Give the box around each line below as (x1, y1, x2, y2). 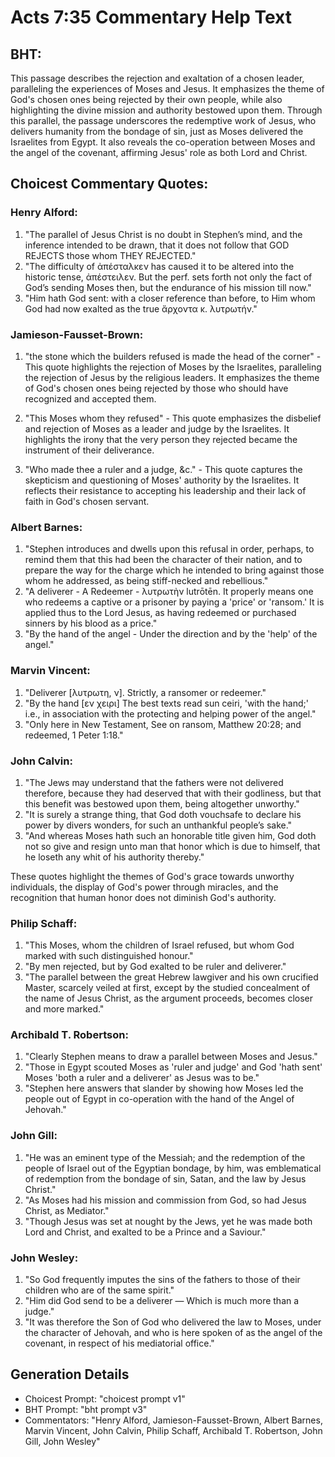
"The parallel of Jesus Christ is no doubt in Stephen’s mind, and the (24, 228, 303, 240)
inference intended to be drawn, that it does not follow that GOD (24, 239, 290, 251)
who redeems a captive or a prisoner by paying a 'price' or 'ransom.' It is (24, 596, 325, 608)
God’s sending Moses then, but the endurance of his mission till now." (24, 281, 312, 293)
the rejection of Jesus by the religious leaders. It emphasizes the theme (24, 371, 320, 383)
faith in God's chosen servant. (24, 495, 150, 507)
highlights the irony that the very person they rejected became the (24, 433, 298, 445)
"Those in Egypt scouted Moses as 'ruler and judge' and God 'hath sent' (24, 1061, 323, 1073)
